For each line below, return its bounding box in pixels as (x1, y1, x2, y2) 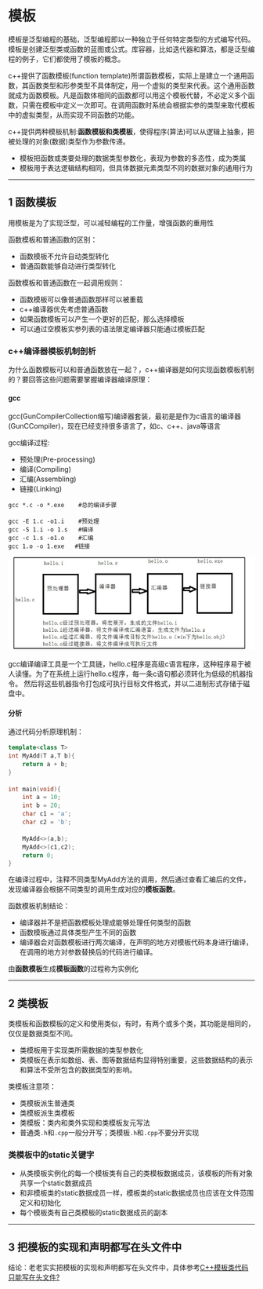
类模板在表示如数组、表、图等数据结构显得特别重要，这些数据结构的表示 (19, 1055, 253, 1064)
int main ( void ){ (8, 785, 61, 793)
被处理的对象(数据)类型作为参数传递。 (8, 137, 131, 146)
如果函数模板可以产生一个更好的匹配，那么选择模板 (19, 314, 185, 323)
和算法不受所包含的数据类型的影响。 (19, 1065, 137, 1075)
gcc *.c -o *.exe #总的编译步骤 (8, 502, 117, 509)
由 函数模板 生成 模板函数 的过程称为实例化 (8, 964, 139, 973)
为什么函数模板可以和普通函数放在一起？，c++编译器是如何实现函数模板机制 (8, 365, 254, 374)
